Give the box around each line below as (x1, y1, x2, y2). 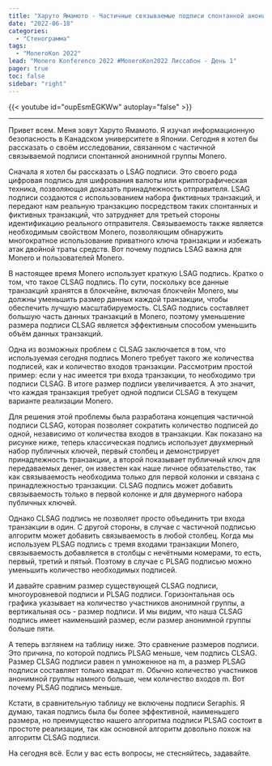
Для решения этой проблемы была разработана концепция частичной (8, 411, 253, 421)
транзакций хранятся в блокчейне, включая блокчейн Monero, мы (8, 285, 239, 296)
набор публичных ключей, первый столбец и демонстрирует (8, 446, 220, 456)
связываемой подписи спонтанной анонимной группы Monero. (8, 151, 227, 160)
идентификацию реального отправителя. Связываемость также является (8, 218, 264, 228)
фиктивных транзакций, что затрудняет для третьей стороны (8, 210, 220, 219)
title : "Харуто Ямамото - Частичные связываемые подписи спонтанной (8, 11, 244, 20)
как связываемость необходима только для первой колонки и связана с (8, 471, 261, 482)
